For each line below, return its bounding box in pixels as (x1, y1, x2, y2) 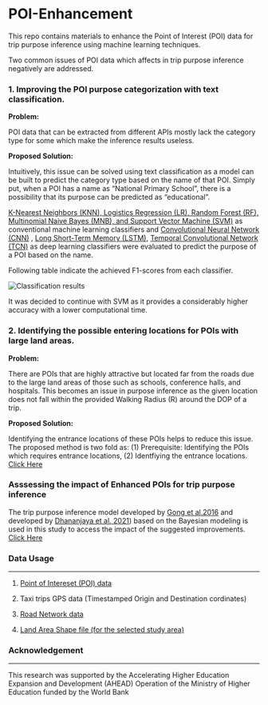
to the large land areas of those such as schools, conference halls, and (8, 377, 241, 387)
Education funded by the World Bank (8, 687, 129, 697)
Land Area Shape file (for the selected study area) (19, 625, 185, 635)
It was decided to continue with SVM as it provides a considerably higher (8, 297, 249, 306)
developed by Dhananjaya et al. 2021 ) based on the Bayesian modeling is (8, 516, 249, 525)
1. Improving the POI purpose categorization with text (8, 83, 219, 94)
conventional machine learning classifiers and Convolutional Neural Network (8, 225, 260, 234)
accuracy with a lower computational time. (8, 305, 148, 315)
